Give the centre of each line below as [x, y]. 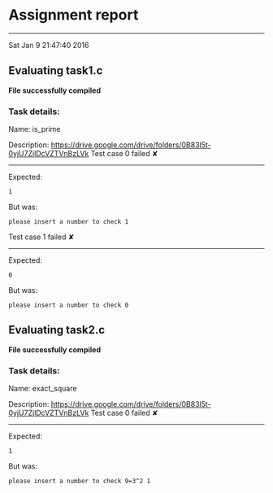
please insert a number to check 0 [69, 305]
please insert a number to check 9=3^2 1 [80, 482]
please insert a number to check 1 [69, 222]
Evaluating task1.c [56, 71]
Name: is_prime [35, 129]
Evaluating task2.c [57, 330]
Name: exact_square [43, 389]
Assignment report [74, 15]
